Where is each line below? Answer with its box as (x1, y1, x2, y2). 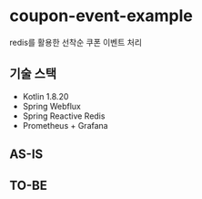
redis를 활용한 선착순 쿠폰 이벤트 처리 (9, 37, 143, 47)
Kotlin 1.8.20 (22, 90, 69, 101)
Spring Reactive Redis (22, 110, 106, 121)
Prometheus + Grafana (22, 120, 108, 131)
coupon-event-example (9, 5, 193, 26)
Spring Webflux (22, 100, 82, 111)
